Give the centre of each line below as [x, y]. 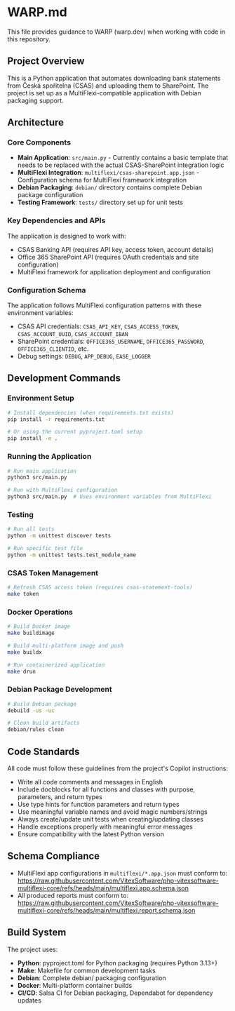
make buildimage [31, 633]
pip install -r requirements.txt [56, 419]
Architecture [36, 122]
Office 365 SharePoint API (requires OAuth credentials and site [108, 257]
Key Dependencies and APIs [56, 220]
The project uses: [33, 949]
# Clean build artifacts [43, 723]
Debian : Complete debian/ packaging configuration [92, 978]
